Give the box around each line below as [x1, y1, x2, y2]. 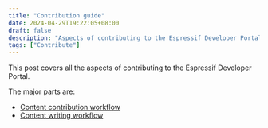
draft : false [8, 26, 52, 34]
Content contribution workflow [19, 103, 121, 112]
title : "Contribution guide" [8, 11, 105, 20]
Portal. [8, 72, 30, 81]
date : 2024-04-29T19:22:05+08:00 [8, 19, 120, 27]
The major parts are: [8, 87, 76, 96]
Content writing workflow [19, 111, 104, 120]
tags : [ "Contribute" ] [8, 41, 81, 49]
